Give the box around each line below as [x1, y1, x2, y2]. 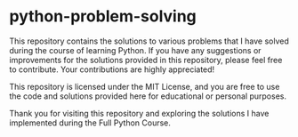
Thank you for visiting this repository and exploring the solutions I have [9, 108, 270, 118]
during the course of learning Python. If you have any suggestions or [9, 44, 262, 55]
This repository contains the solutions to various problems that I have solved [9, 36, 289, 46]
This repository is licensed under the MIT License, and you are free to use [9, 81, 280, 92]
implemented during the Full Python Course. [9, 117, 172, 128]
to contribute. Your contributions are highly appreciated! [9, 64, 215, 75]
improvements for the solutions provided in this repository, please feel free [9, 54, 283, 65]
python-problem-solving [9, 6, 197, 27]
